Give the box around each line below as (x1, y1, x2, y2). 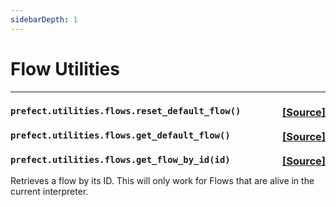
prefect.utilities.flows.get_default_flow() (10, 130, 231, 141)
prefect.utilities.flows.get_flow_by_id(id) (10, 154, 231, 166)
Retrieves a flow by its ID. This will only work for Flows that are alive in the (10, 174, 315, 186)
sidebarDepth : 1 (10, 14, 78, 25)
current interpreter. (10, 185, 89, 197)
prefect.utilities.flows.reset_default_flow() (10, 106, 242, 117)
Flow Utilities (10, 57, 120, 80)
